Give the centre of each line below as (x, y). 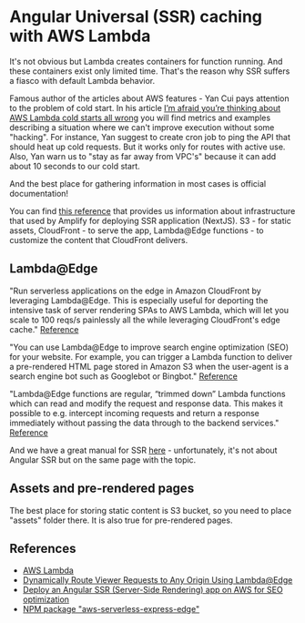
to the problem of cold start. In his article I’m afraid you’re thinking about (145, 107)
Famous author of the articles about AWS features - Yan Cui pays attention (149, 98)
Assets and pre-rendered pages (102, 489)
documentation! (39, 193)
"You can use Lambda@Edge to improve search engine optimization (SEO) (149, 347)
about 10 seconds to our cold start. (75, 166)
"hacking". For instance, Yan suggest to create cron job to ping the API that (150, 137)
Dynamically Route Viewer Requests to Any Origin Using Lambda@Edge (158, 580)
